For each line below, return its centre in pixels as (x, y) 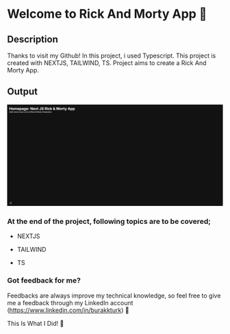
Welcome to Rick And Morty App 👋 (107, 14)
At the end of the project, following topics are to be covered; (109, 221)
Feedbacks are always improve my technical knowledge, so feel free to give (114, 295)
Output (22, 92)
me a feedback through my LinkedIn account (70, 303)
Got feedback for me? (44, 281)
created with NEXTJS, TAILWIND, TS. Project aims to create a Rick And (107, 63)
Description (33, 39)
